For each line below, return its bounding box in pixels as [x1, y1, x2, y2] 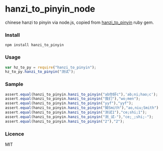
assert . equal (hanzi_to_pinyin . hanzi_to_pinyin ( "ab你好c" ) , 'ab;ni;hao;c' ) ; [5, 92, 158, 97]
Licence [5, 130, 24, 137]
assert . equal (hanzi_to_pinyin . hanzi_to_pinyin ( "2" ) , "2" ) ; [5, 119, 125, 124]
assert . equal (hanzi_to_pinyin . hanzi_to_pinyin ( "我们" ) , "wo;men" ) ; [5, 96, 141, 101]
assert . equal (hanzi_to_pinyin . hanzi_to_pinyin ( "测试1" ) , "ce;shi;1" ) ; [5, 110, 147, 115]
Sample [5, 81, 23, 88]
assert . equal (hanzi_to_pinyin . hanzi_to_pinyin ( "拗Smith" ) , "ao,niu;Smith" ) [5, 105, 159, 110]
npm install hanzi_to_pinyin [5, 43, 64, 48]
